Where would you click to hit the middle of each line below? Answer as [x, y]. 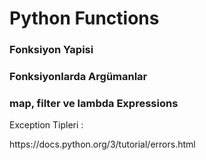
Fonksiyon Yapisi [51, 50]
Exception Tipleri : [46, 125]
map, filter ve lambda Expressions [94, 103]
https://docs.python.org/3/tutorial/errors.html [102, 144]
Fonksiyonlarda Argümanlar [78, 77]
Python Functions [84, 18]
